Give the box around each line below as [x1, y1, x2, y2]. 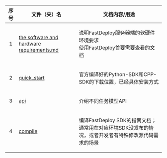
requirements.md [18, 47, 59, 53]
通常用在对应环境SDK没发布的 [79, 124, 149, 131]
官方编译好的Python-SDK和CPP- [79, 71, 157, 78]
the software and [18, 34, 59, 41]
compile [18, 128, 38, 135]
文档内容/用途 [103, 11, 135, 18]
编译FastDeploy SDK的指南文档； [79, 117, 157, 124]
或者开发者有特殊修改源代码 [88, 132, 154, 139]
